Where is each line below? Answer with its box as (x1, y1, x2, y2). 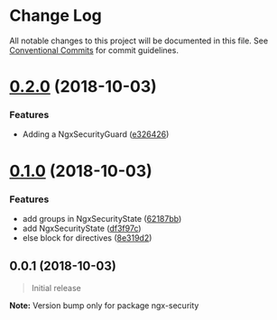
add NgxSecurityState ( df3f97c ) (22, 223, 142, 233)
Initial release (31, 282, 81, 293)
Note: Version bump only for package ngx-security (9, 299, 199, 311)
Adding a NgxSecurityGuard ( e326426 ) (22, 129, 170, 140)
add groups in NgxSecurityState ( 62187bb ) (22, 213, 182, 224)
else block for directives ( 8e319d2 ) (22, 232, 152, 243)
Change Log (9, 5, 102, 26)
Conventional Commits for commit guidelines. (9, 44, 179, 55)
